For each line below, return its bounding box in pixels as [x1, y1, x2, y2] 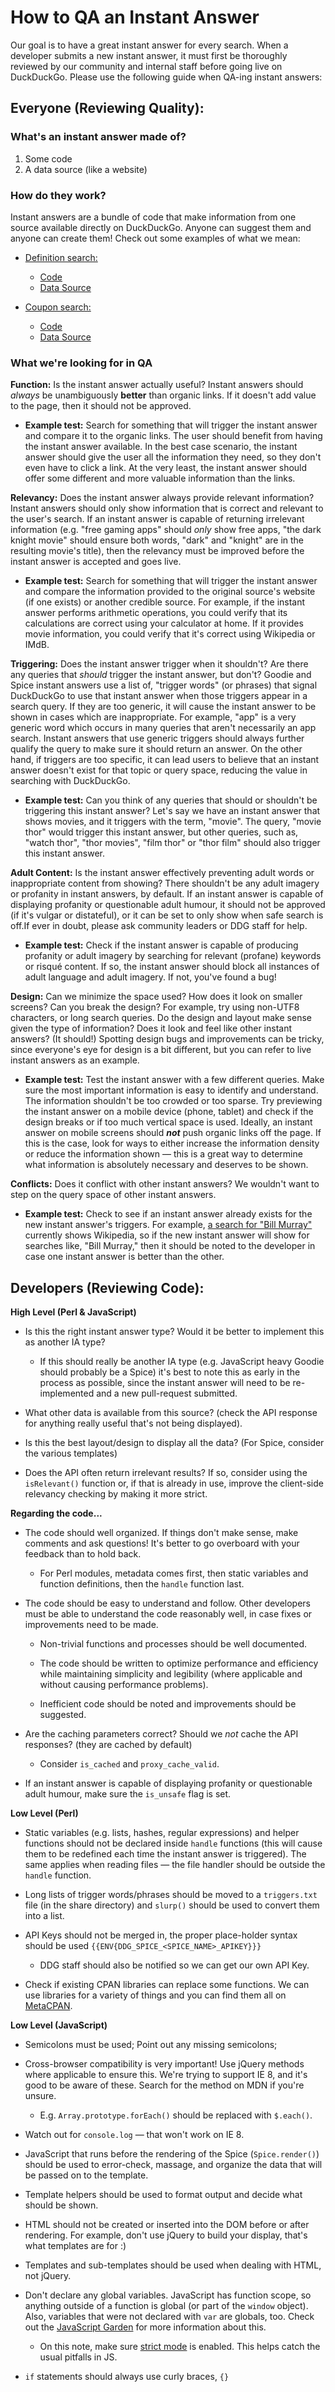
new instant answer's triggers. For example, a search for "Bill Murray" [24, 1219, 313, 1231]
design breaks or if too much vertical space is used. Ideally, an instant [24, 1116, 313, 1128]
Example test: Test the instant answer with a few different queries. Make [24, 1074, 325, 1086]
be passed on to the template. [24, 2169, 149, 2181]
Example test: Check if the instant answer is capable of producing [24, 939, 299, 951]
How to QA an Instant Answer [10, 6, 260, 29]
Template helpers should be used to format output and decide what [24, 2189, 303, 2201]
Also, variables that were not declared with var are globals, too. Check [24, 2311, 315, 2323]
